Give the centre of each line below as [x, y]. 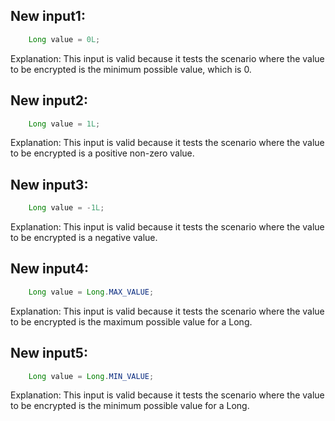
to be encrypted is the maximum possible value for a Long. [131, 321]
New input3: [49, 184]
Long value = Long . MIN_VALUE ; [91, 376]
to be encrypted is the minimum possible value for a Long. [130, 406]
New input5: [49, 353]
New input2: [49, 100]
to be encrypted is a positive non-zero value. [102, 153]
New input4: [49, 269]
